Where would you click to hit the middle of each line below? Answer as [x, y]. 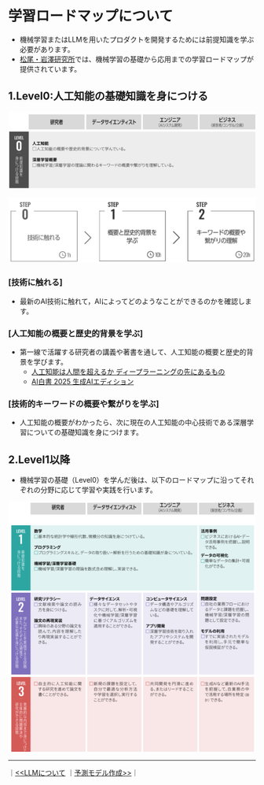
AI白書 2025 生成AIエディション [82, 381]
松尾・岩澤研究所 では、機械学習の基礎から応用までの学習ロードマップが [136, 59]
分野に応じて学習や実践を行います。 [99, 490]
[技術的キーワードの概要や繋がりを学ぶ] [84, 404]
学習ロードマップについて [91, 16]
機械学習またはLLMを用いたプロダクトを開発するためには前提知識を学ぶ [137, 39]
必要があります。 [47, 49]
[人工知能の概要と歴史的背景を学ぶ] [76, 333]
